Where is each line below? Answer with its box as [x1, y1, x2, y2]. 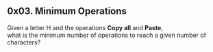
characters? [7, 38, 41, 47]
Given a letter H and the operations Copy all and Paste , [7, 23, 163, 31]
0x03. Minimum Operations [7, 5, 127, 17]
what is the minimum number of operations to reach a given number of [7, 31, 207, 39]
